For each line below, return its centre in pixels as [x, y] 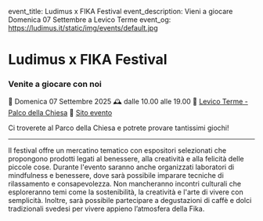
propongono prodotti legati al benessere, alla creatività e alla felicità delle [126, 159]
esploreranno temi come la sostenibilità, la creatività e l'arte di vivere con [126, 192]
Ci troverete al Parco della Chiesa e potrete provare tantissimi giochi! [119, 128]
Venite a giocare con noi [55, 84]
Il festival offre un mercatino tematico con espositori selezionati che [117, 150]
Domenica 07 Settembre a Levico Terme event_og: [90, 20]
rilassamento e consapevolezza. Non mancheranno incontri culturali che [124, 184]
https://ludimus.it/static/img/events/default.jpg [83, 28]
